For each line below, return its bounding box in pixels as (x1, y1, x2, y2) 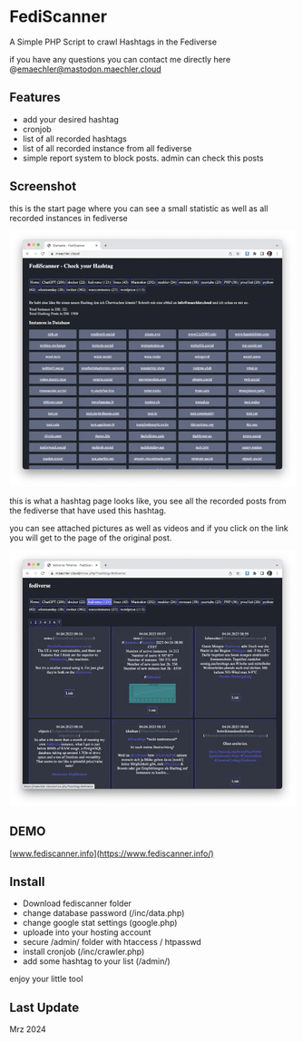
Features (9, 90, 61, 105)
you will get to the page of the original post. (9, 532, 172, 543)
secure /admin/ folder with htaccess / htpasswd (22, 937, 201, 948)
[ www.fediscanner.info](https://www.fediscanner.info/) (9, 848, 215, 859)
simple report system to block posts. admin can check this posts (22, 152, 264, 163)
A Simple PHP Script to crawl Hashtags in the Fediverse (9, 36, 218, 47)
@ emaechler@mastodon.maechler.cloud (9, 63, 161, 74)
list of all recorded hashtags (22, 133, 127, 144)
